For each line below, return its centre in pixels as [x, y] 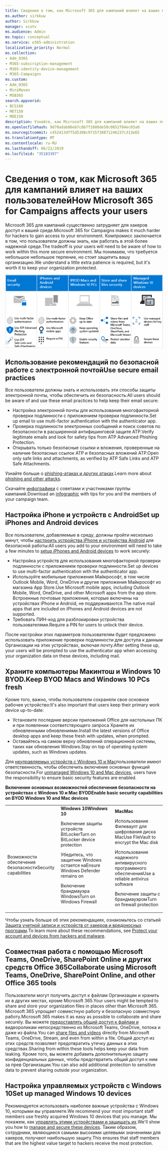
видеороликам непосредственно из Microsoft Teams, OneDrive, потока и [83, 1027]
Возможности [22, 857]
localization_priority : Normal [38, 48]
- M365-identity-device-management [42, 69]
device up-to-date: [24, 710]
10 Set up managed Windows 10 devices [68, 1093]
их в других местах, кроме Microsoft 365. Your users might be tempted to [82, 1000]
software [124, 884]
